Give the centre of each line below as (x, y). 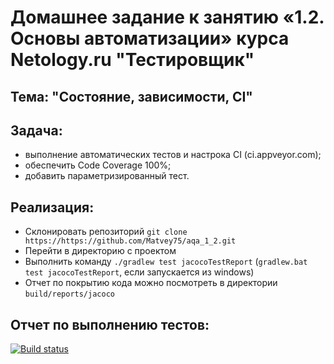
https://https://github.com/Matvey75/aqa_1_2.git (130, 241)
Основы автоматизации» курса (150, 38)
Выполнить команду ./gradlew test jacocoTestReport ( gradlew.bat (166, 262)
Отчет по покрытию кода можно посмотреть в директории (151, 283)
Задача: (36, 130)
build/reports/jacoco (69, 294)
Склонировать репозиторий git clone (106, 232)
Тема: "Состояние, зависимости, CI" (131, 96)
